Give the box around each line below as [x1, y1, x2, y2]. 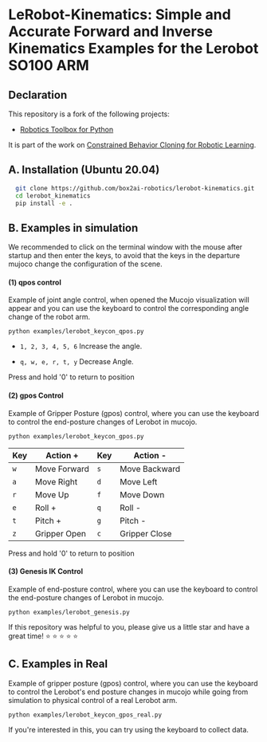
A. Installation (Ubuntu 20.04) [8, 163, 160, 177]
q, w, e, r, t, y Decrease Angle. [19, 357, 134, 367]
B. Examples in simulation [8, 221, 139, 234]
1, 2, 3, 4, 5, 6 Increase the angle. [19, 341, 143, 351]
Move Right [34, 476, 78, 487]
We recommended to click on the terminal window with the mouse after [8, 242, 243, 252]
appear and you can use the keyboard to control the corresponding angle [8, 304, 249, 313]
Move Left [119, 476, 158, 487]
